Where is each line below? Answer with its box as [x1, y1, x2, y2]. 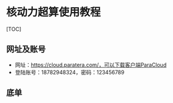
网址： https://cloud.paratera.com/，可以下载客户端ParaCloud [14, 61, 166, 68]
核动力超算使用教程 [6, 5, 101, 19]
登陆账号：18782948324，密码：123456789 [14, 68, 125, 76]
